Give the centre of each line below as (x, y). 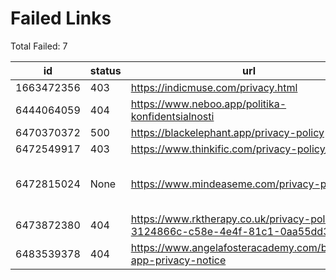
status (105, 70)
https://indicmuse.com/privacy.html (214, 87)
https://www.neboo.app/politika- (208, 104)
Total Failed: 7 (39, 46)
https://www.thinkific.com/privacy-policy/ (229, 149)
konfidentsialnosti (172, 116)
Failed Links (61, 18)
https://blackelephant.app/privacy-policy (227, 132)
